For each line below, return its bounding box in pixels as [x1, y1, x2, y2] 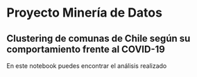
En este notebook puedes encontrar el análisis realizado [6, 62, 167, 70]
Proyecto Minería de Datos [6, 5, 162, 21]
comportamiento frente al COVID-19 [6, 43, 166, 55]
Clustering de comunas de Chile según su [6, 33, 191, 44]
